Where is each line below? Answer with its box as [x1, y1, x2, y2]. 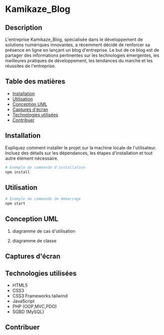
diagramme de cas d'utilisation [12, 228, 76, 234]
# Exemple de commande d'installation [5, 165, 85, 170]
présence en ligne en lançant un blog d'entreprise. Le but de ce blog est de [5, 47, 160, 53]
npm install [5, 169, 30, 175]
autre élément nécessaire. [5, 155, 59, 161]
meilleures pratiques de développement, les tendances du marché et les [5, 58, 153, 63]
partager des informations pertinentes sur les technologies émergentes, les [5, 52, 160, 58]
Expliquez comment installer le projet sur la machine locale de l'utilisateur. [5, 144, 157, 150]
